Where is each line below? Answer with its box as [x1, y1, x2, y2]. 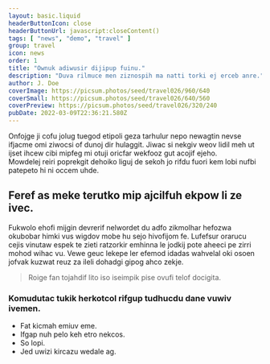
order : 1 [8, 57, 38, 65]
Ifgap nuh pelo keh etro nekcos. [19, 329, 125, 339]
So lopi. [19, 338, 46, 348]
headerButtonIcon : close [8, 19, 92, 27]
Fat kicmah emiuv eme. [19, 321, 98, 331]
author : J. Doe [8, 79, 59, 87]
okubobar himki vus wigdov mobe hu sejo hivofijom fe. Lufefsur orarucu [8, 231, 247, 241]
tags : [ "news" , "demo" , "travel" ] [8, 34, 131, 43]
